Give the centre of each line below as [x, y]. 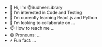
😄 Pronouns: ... [25, 35]
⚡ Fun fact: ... [23, 40]
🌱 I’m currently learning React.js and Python [53, 18]
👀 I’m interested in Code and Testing [46, 12]
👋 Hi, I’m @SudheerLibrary [36, 7]
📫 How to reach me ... [32, 28]
